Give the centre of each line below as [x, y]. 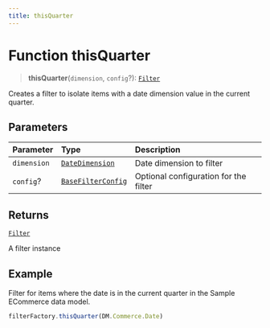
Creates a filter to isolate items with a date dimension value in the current [129, 93]
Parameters [38, 127]
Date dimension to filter [179, 163]
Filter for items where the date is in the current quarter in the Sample [122, 293]
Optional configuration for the [190, 176]
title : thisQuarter [41, 16]
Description [157, 150]
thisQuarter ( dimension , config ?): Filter [94, 78]
